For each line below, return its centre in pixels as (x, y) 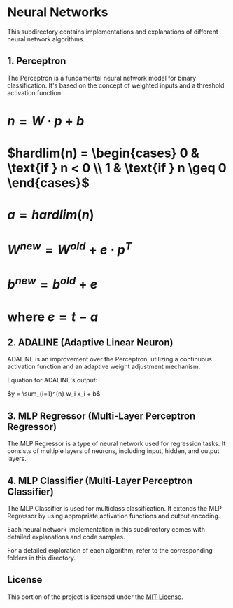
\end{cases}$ (48, 183)
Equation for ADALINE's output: (52, 380)
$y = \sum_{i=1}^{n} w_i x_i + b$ (54, 394)
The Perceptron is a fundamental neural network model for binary (102, 78)
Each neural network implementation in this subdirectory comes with (106, 529)
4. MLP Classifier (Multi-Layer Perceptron (100, 481)
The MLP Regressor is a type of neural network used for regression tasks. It (116, 444)
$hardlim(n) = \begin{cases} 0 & (103, 153)
